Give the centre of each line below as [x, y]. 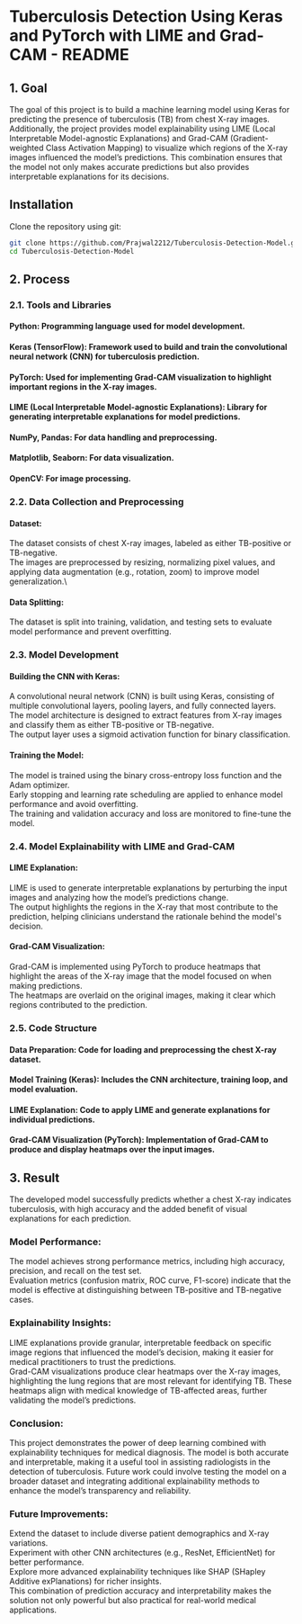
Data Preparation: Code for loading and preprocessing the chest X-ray [143, 1049]
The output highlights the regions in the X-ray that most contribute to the [144, 907]
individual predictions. [53, 1119]
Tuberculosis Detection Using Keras [146, 17]
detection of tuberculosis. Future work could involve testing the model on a [148, 1472]
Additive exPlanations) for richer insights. [85, 1582]
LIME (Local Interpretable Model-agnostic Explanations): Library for [138, 408]
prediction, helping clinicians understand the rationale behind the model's [146, 916]
